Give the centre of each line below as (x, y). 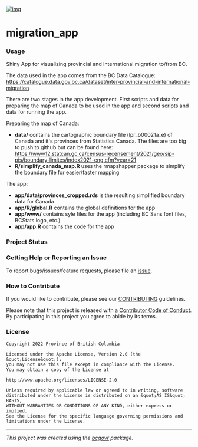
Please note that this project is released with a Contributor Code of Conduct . (99, 310)
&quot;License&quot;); (34, 360)
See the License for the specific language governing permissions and (95, 416)
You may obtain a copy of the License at (58, 370)
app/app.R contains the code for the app (65, 226)
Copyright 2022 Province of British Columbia (63, 344)
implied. (17, 411)
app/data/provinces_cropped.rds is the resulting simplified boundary (100, 195)
